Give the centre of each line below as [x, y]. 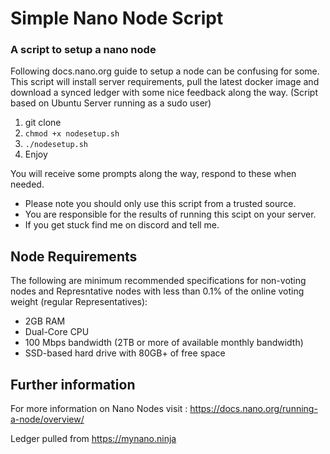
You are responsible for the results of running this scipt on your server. [170, 214]
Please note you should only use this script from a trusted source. [160, 204]
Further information [73, 384]
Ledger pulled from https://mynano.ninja [93, 439]
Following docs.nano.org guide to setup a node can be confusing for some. [165, 71]
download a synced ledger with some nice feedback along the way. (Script [164, 93]
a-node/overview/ [47, 419]
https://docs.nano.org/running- [253, 409]
